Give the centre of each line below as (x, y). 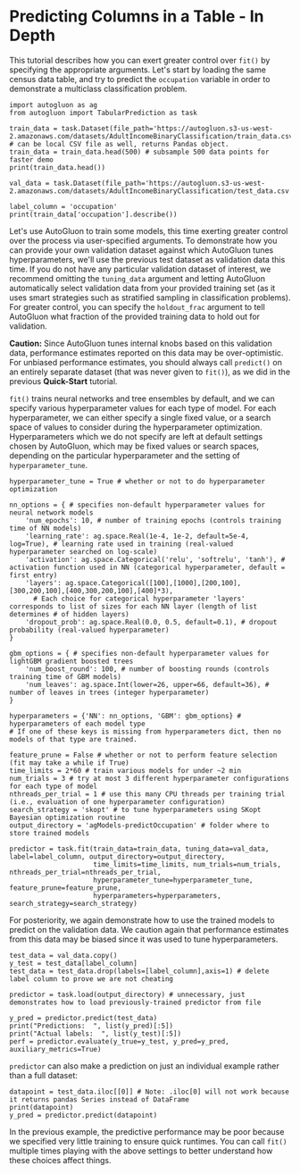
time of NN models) (46, 528)
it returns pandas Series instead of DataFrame (100, 1099)
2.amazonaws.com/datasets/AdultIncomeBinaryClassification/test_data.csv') (153, 191)
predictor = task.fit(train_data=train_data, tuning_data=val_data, (139, 849)
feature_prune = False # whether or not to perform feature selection (143, 755)
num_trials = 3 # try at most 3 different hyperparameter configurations (150, 778)
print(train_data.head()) (57, 167)
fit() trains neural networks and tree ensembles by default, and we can (142, 398)
